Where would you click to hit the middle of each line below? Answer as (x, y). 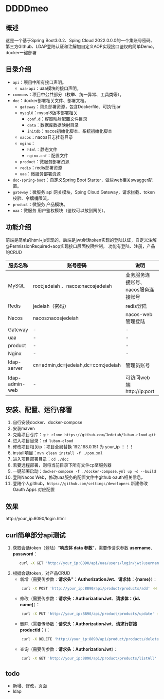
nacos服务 (137, 290)
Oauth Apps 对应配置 (34, 489)
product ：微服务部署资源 (45, 161)
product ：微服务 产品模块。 (40, 204)
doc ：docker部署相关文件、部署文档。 (51, 100)
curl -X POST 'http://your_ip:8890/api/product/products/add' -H (89, 588)
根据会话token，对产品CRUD (41, 573)
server (16, 368)
